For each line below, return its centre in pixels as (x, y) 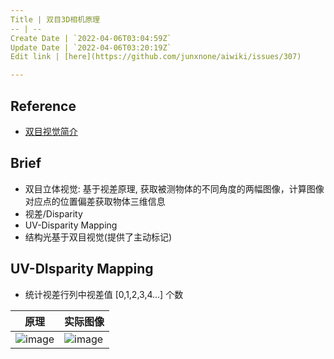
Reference (43, 106)
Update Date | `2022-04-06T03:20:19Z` (91, 47)
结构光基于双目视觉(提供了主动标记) (98, 237)
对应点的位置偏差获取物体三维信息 (95, 201)
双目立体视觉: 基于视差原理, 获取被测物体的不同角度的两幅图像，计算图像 (174, 188)
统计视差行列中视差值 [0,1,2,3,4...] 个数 (104, 294)
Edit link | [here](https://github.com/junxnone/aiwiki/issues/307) (156, 57)
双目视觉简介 (51, 131)
